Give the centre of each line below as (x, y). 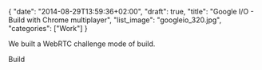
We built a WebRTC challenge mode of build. (82, 44)
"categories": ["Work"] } (48, 28)
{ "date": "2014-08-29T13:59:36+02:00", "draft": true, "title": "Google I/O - (131, 12)
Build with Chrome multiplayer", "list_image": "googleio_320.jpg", (115, 20)
